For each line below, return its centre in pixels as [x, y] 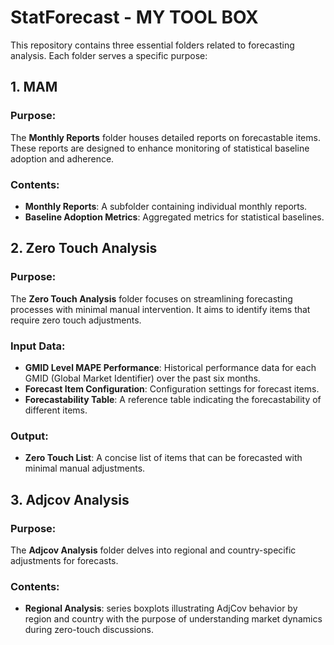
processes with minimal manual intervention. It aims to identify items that [160, 309]
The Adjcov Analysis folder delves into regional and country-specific [153, 550]
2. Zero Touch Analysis [84, 248]
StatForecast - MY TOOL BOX [134, 17]
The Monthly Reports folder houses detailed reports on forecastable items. [165, 137]
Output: [29, 436]
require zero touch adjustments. [76, 320]
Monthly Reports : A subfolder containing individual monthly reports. [166, 206]
